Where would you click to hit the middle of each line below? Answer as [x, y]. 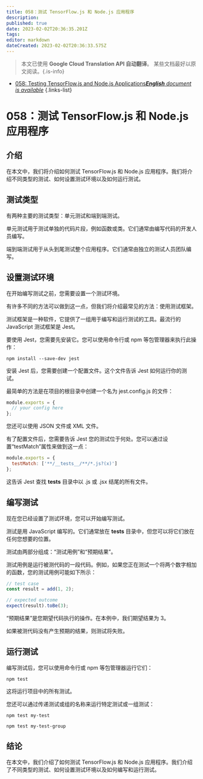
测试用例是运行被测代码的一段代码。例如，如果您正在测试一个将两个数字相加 [101, 564]
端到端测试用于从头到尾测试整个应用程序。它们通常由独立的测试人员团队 [96, 249]
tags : [13, 35]
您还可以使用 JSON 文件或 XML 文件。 [54, 426]
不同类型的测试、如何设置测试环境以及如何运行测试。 [77, 179]
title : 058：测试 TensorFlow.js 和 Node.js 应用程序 [70, 12]
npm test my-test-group [36, 726]
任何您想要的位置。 [30, 539]
